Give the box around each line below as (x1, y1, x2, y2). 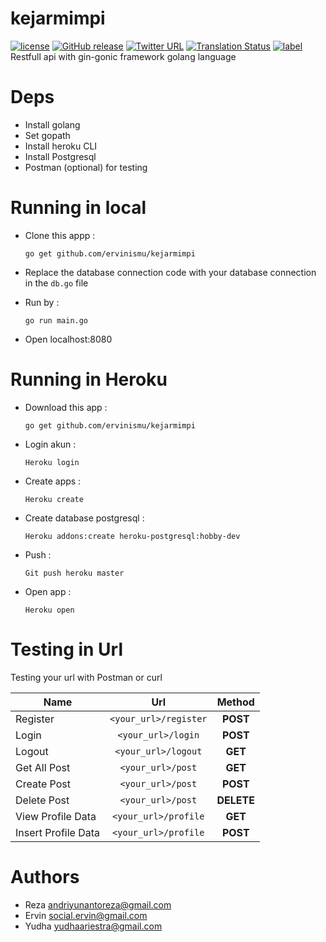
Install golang (24, 118, 81, 131)
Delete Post (15, 793, 70, 807)
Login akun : (24, 438, 77, 450)
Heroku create (24, 494, 84, 504)
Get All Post (15, 760, 71, 774)
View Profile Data (15, 809, 97, 823)
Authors (10, 865, 80, 888)
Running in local (10, 197, 147, 219)
